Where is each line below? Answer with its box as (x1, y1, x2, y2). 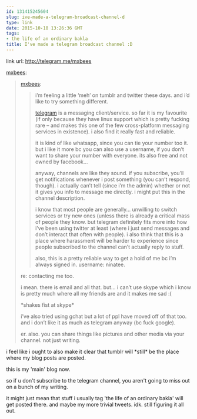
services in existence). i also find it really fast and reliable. (35, 128, 175, 135)
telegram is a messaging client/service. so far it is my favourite (35, 109, 187, 116)
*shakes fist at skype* (20, 301, 75, 309)
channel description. (35, 195, 85, 202)
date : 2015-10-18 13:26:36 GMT (6, 25, 83, 31)
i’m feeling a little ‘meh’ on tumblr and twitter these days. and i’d (35, 92, 190, 99)
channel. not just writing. (20, 336, 81, 344)
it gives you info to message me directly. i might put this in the (35, 188, 185, 195)
